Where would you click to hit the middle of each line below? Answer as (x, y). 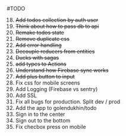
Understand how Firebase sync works (62, 70)
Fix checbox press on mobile (51, 127)
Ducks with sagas (37, 58)
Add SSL (26, 95)
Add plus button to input (45, 77)
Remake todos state (40, 33)
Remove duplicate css (42, 39)
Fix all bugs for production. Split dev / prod (68, 102)
